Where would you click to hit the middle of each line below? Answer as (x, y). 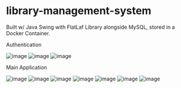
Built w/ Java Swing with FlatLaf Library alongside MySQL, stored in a (90, 27)
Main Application (27, 67)
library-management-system (79, 11)
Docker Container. (28, 33)
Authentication (24, 45)
